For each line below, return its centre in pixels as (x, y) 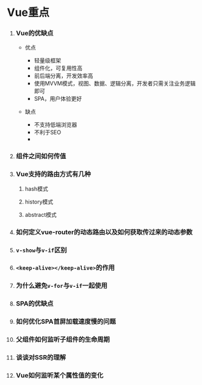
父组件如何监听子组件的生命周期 (63, 340)
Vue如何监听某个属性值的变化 (60, 375)
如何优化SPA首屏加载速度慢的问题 (66, 321)
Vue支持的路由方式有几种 (53, 174)
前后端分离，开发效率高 (63, 76)
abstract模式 (41, 215)
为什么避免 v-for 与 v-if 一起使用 (61, 286)
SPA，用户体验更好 (58, 99)
